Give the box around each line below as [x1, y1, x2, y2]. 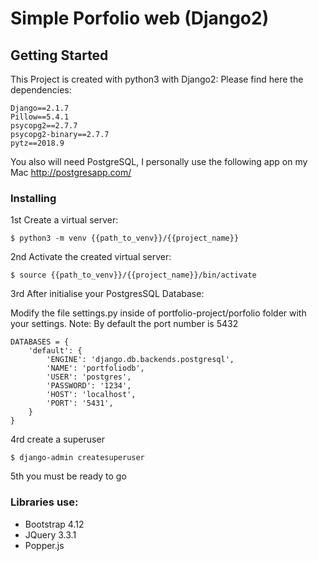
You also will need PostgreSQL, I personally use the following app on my [10, 156, 308, 167]
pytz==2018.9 [10, 138, 65, 148]
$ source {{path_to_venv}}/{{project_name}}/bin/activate [10, 270, 257, 281]
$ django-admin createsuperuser [10, 453, 145, 463]
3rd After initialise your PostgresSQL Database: [10, 288, 205, 300]
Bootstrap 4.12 [24, 518, 85, 530]
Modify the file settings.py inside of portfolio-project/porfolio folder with [10, 307, 307, 319]
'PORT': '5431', [46, 398, 114, 409]
